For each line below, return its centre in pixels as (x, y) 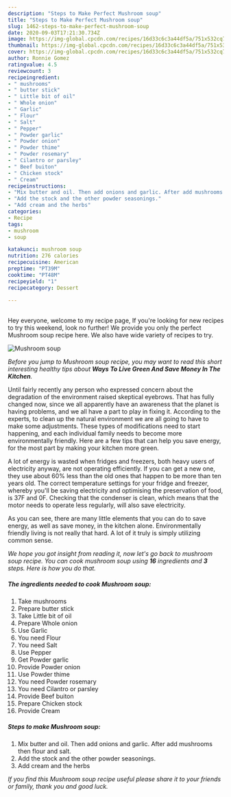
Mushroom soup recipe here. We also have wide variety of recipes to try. (110, 335)
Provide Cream (39, 711)
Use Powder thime (44, 675)
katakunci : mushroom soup (45, 249)
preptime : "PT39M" (34, 269)
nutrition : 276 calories (43, 256)
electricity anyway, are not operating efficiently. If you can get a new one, (111, 469)
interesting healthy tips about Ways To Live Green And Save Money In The (114, 369)
